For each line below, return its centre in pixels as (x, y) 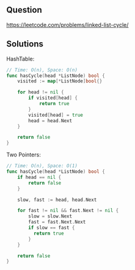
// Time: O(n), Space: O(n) (42, 70)
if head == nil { (39, 177)
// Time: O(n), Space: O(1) (42, 166)
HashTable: (20, 59)
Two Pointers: (24, 155)
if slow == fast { (52, 228)
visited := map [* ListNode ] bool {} (60, 81)
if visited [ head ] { (53, 98)
